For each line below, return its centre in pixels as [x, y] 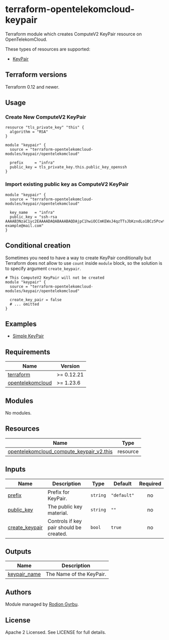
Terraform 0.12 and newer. [32, 87]
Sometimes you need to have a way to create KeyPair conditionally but [78, 258]
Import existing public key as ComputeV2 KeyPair [67, 184]
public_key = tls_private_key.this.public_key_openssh [68, 167]
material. [58, 513]
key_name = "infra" [32, 212]
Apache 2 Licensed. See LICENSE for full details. [56, 632]
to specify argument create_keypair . [43, 268]
